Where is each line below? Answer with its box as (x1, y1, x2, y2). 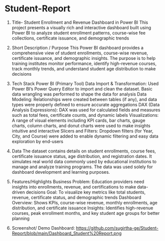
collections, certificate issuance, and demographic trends (11, 35, 129, 41)
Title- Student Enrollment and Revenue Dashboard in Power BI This (11, 19, 149, 25)
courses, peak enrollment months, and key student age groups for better (11, 210, 160, 216)
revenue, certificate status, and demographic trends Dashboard (11, 194, 142, 200)
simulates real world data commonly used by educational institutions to (11, 158, 157, 164)
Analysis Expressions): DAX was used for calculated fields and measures (11, 107, 161, 113)
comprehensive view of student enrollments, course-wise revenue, (11, 50, 149, 56)
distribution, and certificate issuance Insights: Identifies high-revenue (11, 205, 154, 211)
